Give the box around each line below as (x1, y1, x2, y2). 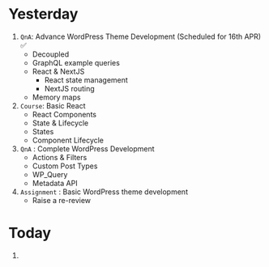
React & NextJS (32, 66, 85, 76)
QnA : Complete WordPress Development (19, 143, 156, 154)
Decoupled (32, 49, 70, 59)
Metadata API (32, 178, 79, 188)
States (32, 126, 54, 136)
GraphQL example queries (32, 57, 120, 67)
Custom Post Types (32, 161, 98, 171)
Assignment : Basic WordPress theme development (19, 187, 189, 197)
